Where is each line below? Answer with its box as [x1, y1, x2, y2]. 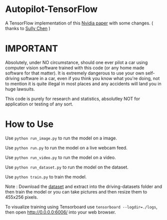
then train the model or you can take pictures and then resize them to [5, 188, 148, 194]
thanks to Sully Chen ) [5, 25, 51, 31]
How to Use [5, 118, 54, 130]
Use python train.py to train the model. [5, 173, 87, 179]
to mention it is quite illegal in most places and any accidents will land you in [5, 80, 162, 86]
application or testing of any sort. [5, 101, 73, 107]
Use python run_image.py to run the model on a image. [5, 135, 117, 141]
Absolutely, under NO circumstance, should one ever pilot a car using [5, 59, 148, 65]
